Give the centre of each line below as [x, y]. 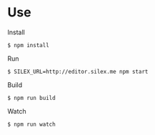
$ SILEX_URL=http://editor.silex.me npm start [78, 71]
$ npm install [29, 45]
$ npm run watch [31, 124]
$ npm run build [31, 98]
